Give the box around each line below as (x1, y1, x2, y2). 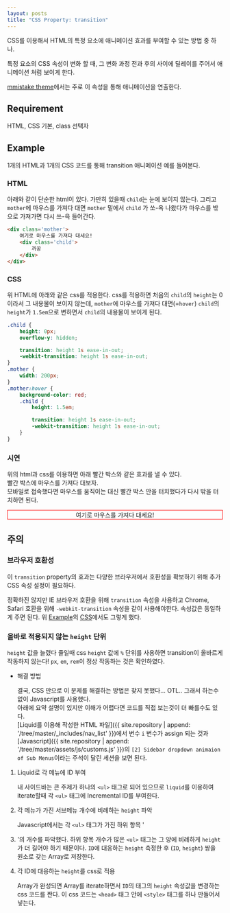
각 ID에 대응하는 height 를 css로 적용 (16, 867, 115, 875)
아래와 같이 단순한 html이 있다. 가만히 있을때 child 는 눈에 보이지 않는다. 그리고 (7, 195, 217, 203)
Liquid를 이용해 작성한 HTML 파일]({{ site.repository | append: (19, 721, 190, 729)
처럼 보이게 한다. (30, 68, 75, 76)
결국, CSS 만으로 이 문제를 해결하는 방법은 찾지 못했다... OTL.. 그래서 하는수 (16, 686, 219, 695)
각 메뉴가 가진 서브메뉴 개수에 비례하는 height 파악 (16, 806, 153, 814)
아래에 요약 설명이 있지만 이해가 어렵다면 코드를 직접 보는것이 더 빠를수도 (16, 704, 211, 712)
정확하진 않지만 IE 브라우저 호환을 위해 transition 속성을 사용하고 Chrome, (7, 595, 209, 604)
